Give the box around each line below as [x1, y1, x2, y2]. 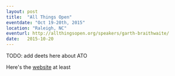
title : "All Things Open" [6, 14, 72, 20]
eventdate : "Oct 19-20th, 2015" [6, 19, 85, 25]
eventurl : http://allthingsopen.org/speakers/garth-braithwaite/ [6, 31, 169, 37]
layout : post [6, 8, 38, 15]
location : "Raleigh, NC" [6, 25, 67, 31]
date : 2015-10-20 [6, 36, 54, 42]
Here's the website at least [6, 64, 71, 71]
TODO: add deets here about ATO [6, 52, 87, 59]
